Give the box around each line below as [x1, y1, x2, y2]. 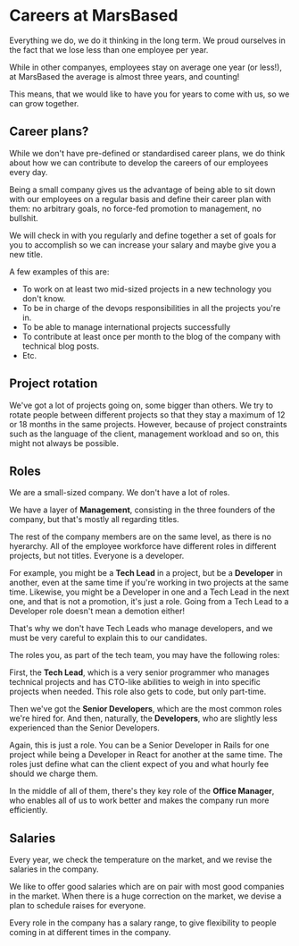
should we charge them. [9, 768, 98, 779]
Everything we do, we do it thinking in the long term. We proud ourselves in [9, 35, 286, 46]
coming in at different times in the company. [9, 927, 171, 938]
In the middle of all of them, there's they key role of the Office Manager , [9, 786, 275, 797]
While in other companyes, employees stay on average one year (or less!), [9, 62, 283, 72]
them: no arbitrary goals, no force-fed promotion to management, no [9, 203, 262, 214]
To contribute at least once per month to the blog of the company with [21, 331, 281, 342]
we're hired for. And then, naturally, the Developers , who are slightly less [9, 713, 278, 724]
